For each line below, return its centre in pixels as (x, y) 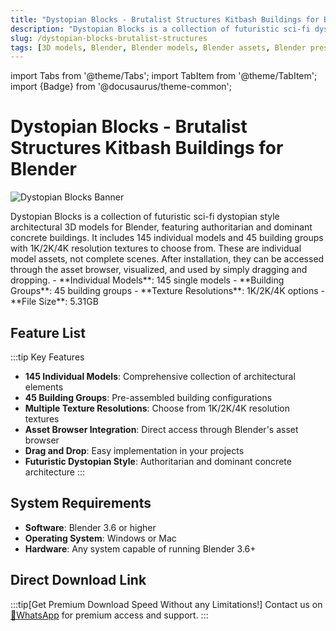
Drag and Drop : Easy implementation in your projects (134, 450)
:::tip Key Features (47, 357)
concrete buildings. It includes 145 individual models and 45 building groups (167, 238)
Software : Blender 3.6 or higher (90, 527)
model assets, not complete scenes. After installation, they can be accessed (167, 259)
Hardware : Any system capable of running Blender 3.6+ (140, 548)
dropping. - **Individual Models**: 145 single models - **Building (147, 280)
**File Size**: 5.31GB (54, 302)
